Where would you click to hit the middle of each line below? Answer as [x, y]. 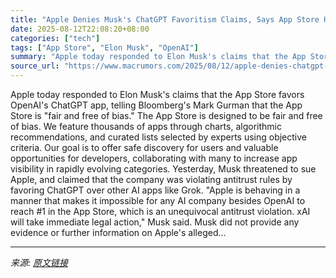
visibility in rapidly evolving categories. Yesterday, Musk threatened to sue [163, 169]
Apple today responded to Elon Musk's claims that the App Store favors [157, 94]
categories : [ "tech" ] [55, 38]
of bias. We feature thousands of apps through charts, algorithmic [146, 126]
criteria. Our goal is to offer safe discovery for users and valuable [144, 147]
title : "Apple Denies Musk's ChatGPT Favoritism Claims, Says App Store [165, 19]
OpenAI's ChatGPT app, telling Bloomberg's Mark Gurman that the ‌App [156, 105]
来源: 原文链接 [39, 262]
